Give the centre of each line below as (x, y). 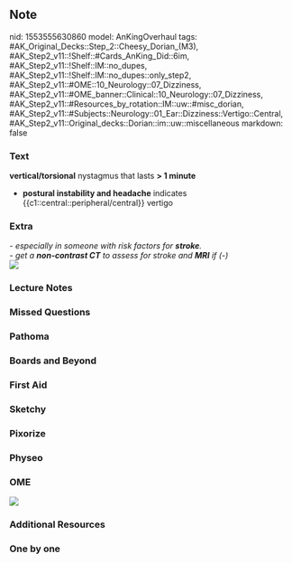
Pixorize (28, 433)
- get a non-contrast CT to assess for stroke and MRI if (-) (119, 256)
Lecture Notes (41, 288)
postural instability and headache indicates (105, 193)
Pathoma (29, 336)
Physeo (26, 457)
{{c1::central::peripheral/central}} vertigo (98, 203)
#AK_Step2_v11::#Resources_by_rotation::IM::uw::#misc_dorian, (127, 104)
